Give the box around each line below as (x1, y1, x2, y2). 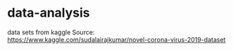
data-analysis (7, 5, 90, 21)
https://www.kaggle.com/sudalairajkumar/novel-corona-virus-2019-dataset (7, 35, 226, 43)
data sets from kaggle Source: (7, 28, 95, 36)
